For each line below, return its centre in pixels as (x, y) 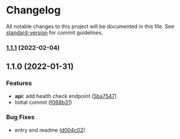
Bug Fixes (21, 117)
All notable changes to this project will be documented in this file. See (90, 26)
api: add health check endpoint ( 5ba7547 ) (66, 96)
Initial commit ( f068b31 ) (43, 102)
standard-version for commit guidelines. (55, 32)
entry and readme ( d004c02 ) (50, 130)
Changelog (33, 10)
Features (19, 84)
